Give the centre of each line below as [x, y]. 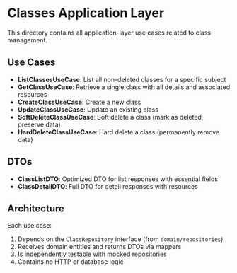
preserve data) [39, 124]
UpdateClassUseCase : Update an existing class [88, 109]
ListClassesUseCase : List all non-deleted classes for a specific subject [122, 79]
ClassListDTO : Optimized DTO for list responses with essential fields [117, 179]
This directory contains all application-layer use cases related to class [109, 33]
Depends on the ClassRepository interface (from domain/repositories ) [120, 239]
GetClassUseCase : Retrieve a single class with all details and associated [124, 87]
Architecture [36, 208]
